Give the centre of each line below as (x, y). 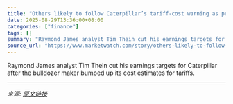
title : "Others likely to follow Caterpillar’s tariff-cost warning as (113, 14)
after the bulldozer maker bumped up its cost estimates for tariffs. (101, 73)
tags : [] (20, 33)
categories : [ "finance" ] (43, 26)
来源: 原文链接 (27, 94)
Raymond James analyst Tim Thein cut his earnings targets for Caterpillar (112, 66)
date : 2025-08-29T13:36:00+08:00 (55, 20)
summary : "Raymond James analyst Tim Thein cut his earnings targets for (116, 40)
